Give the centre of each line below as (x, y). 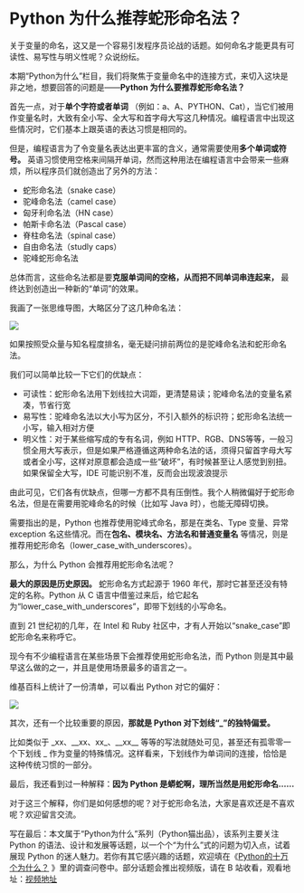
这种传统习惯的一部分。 (53, 765)
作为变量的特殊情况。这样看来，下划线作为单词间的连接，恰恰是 (168, 753)
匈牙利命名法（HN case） (71, 213)
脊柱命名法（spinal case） (71, 235)
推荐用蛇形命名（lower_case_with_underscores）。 (103, 545)
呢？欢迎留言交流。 (45, 814)
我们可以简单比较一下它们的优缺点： (77, 374)
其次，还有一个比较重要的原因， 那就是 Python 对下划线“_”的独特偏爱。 (142, 722)
